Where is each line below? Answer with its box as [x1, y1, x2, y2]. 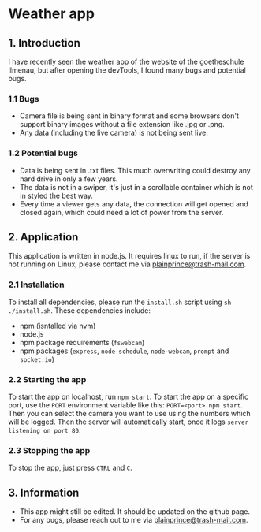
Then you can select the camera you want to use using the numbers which [8, 409, 251, 418]
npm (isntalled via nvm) [19, 321, 96, 330]
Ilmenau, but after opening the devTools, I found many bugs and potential [8, 65, 246, 75]
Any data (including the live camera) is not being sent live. [19, 128, 209, 138]
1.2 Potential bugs [8, 147, 79, 158]
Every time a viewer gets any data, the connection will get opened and [19, 199, 248, 209]
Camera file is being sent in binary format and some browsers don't [19, 111, 239, 121]
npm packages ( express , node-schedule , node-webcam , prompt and [19, 346, 229, 355]
